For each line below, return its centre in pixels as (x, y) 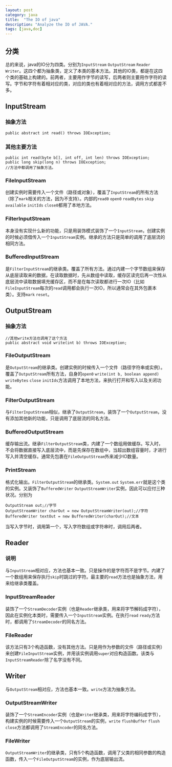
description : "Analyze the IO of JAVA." (49, 24)
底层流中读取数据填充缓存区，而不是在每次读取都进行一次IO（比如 (75, 281)
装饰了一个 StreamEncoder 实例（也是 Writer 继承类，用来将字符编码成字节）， (84, 715)
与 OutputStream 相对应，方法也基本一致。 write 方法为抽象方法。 (72, 689)
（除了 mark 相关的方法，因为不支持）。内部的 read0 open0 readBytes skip (80, 199)
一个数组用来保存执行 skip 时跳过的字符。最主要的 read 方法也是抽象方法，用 (84, 577)
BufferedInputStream (32, 257)
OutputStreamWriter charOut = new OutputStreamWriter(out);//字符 (77, 511)
